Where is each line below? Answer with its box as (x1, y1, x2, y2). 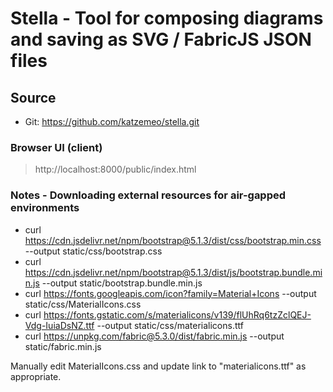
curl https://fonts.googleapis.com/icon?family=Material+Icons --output (24, 287, 317, 299)
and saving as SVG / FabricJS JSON (10, 28, 312, 51)
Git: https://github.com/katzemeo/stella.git (24, 116, 200, 127)
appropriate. (10, 370, 62, 382)
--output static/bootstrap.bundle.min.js (41, 277, 203, 289)
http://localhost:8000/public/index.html (34, 163, 197, 176)
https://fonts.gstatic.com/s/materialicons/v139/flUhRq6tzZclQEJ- (43, 308, 312, 321)
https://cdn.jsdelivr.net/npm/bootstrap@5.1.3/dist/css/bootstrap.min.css (24, 234, 322, 246)
